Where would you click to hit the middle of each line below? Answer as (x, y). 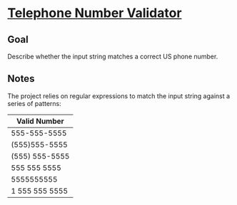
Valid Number (40, 121)
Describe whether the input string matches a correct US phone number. (113, 56)
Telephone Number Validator (95, 13)
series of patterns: (35, 103)
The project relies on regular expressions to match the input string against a (119, 96)
